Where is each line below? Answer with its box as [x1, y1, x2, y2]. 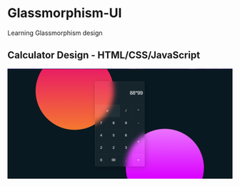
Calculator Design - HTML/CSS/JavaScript [7, 49, 201, 61]
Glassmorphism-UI [7, 5, 122, 21]
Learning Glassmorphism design [7, 29, 103, 37]
